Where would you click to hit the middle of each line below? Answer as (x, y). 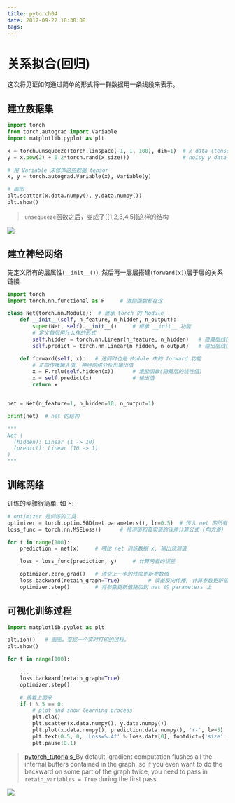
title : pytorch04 (33, 14)
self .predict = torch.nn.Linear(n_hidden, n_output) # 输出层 (126, 346)
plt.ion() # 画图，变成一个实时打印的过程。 (68, 640)
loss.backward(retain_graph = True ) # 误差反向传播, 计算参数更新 (122, 581)
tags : (15, 27)
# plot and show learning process (83, 710)
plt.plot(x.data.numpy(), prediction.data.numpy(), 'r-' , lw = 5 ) (128, 730)
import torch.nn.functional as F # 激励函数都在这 (85, 301)
